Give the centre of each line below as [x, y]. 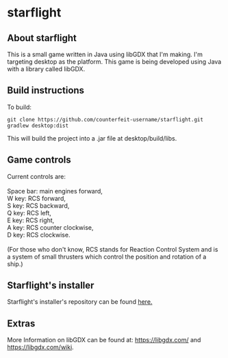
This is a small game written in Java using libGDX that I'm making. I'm [105, 54]
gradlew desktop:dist [38, 126]
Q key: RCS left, [29, 213]
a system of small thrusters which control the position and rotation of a [107, 256]
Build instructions [46, 91]
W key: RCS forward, [37, 198]
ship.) [15, 264]
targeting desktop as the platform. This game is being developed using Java [114, 62]
